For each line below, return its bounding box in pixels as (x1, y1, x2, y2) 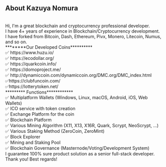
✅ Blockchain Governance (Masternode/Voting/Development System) (5, 145, 150, 151)
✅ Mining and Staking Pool (5, 139, 61, 145)
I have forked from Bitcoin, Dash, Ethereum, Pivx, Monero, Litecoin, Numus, (5, 33, 162, 39)
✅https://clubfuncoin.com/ (5, 77, 61, 83)
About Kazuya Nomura (5, 4, 78, 13)
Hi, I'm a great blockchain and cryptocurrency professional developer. (5, 23, 150, 29)
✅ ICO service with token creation (5, 105, 75, 111)
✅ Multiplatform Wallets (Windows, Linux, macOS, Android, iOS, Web (5, 94, 148, 100)
